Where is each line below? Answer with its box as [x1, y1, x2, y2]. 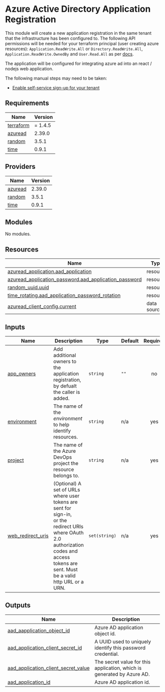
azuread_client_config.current [7, 303, 77, 310]
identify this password [94, 644, 146, 651]
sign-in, [53, 511, 72, 518]
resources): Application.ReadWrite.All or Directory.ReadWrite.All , [5, 46, 143, 52]
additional [53, 352, 76, 359]
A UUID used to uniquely [94, 638, 151, 645]
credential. [94, 650, 119, 657]
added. [53, 395, 70, 401]
